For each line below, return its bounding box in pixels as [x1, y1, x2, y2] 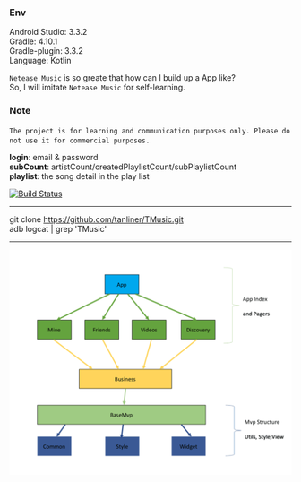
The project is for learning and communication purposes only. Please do [9, 126, 291, 135]
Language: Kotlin [9, 56, 72, 66]
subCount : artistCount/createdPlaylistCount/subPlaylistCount [9, 161, 237, 172]
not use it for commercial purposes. [9, 136, 150, 145]
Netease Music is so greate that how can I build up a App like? [9, 73, 236, 83]
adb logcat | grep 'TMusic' [9, 223, 107, 234]
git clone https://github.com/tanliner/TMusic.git [9, 213, 184, 225]
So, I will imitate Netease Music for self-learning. [9, 82, 185, 93]
